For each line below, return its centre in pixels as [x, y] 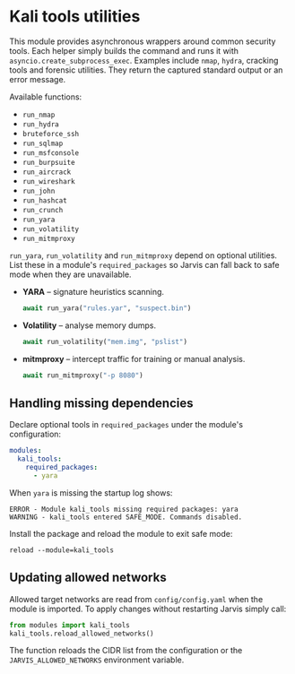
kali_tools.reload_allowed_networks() [82, 634]
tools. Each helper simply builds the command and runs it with [124, 50]
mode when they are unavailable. [70, 274]
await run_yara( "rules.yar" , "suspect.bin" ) [107, 308]
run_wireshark [48, 181]
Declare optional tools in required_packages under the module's [126, 425]
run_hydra [41, 124]
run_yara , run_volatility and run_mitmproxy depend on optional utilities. [143, 255]
